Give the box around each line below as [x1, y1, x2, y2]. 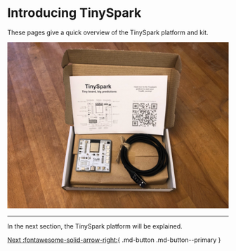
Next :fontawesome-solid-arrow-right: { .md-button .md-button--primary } [7, 236, 221, 244]
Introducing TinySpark [7, 5, 142, 21]
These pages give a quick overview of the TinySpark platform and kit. [7, 28, 209, 37]
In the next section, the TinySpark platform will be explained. [7, 221, 183, 230]
